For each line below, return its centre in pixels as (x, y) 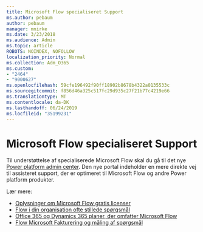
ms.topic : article (29, 46)
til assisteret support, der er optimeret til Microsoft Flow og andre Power (97, 173)
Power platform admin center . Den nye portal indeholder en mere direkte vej (101, 167)
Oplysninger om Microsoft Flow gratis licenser (73, 203)
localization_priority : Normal (46, 57)
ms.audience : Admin (31, 40)
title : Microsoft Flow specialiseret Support (65, 12)
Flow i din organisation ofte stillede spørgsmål (73, 210)
